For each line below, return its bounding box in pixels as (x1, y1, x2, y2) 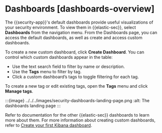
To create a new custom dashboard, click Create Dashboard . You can (5, 49, 145, 55)
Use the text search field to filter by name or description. (12, 64, 125, 69)
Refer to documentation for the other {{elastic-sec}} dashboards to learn (5, 112, 150, 118)
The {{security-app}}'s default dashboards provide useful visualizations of (5, 19, 153, 25)
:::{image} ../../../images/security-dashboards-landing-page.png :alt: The (5, 97, 150, 103)
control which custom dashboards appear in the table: (5, 54, 113, 60)
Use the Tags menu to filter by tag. (12, 68, 82, 74)
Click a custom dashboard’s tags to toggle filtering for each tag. (12, 74, 139, 80)
